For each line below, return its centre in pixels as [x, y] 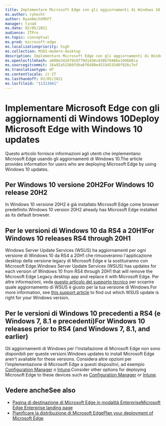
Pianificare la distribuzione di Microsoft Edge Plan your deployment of [83, 413]
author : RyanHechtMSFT [28, 19]
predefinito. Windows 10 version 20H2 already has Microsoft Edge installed [81, 210]
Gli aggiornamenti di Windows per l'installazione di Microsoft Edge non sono [83, 348]
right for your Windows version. [37, 298]
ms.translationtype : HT [30, 70]
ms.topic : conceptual [27, 38]
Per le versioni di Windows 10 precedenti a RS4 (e [83, 313]
